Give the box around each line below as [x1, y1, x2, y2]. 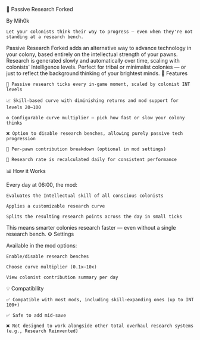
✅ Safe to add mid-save [6, 313, 67, 319]
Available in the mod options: [6, 242, 77, 249]
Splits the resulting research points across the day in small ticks [6, 214, 183, 220]
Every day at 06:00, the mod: [6, 181, 77, 188]
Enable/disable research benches [6, 254, 89, 259]
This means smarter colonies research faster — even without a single [6, 224, 176, 231]
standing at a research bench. [6, 34, 84, 40]
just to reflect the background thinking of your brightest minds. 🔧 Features [6, 70, 188, 77]
